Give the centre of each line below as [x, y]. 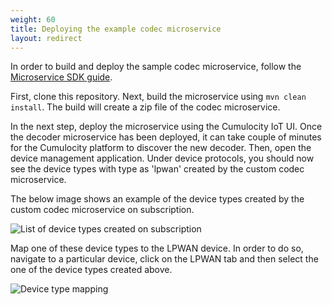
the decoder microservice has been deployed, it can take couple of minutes [166, 137]
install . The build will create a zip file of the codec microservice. [145, 107]
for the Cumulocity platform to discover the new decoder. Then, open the [161, 148]
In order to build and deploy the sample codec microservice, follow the [156, 67]
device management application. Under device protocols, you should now [162, 158]
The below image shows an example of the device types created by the [157, 199]
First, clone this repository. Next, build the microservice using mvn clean [158, 97]
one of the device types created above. [91, 270]
